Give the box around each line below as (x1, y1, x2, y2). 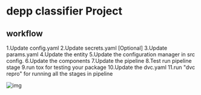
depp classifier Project (6, 4, 123, 18)
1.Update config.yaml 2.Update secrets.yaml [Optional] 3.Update (6, 44, 168, 51)
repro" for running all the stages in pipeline (6, 70, 113, 77)
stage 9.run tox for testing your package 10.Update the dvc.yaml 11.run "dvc (6, 64, 196, 71)
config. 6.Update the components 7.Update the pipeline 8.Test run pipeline (6, 57, 192, 64)
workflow (6, 28, 43, 39)
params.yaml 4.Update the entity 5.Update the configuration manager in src (6, 51, 196, 58)
